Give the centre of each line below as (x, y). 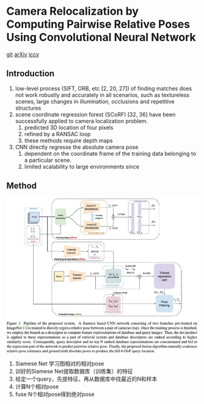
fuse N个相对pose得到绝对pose (55, 394)
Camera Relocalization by (73, 11)
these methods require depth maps (68, 140)
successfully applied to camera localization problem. (82, 121)
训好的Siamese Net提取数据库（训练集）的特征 (74, 372)
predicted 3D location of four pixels (69, 128)
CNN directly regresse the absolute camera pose (77, 147)
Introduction (31, 74)
